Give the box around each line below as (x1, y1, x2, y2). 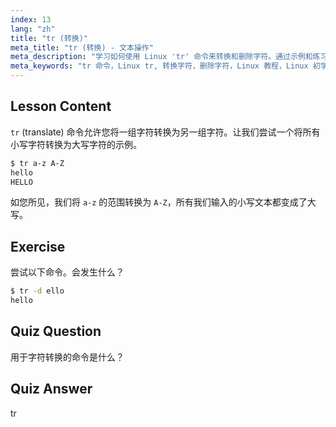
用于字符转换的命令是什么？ (10, 351, 125, 363)
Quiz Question (10, 323, 102, 340)
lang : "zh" (10, 24, 56, 34)
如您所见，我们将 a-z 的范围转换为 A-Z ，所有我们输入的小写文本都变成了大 (10, 196, 317, 208)
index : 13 (10, 14, 52, 25)
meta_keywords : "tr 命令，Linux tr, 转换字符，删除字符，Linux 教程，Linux (10, 61, 309, 71)
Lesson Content (10, 98, 112, 115)
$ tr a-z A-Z (10, 158, 65, 168)
